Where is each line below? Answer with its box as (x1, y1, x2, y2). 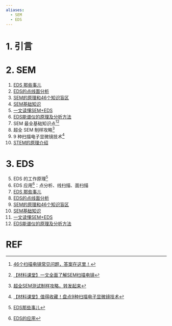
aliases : (6, 7, 24, 13)
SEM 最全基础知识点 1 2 (13, 119, 60, 127)
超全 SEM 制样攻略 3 (13, 126, 55, 133)
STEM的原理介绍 (13, 140, 48, 146)
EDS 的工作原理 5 (13, 174, 48, 182)
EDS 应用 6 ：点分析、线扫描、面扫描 (13, 182, 89, 188)
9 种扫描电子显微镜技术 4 (13, 132, 65, 139)
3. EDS (6, 158, 35, 169)
